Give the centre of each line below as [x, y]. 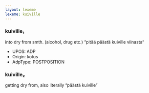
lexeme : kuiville [23, 14]
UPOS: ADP [24, 51]
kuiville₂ [15, 74]
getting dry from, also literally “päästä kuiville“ [51, 85]
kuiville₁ [15, 31]
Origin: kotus [25, 56]
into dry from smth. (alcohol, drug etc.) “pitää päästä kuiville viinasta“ [75, 42]
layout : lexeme [21, 10]
